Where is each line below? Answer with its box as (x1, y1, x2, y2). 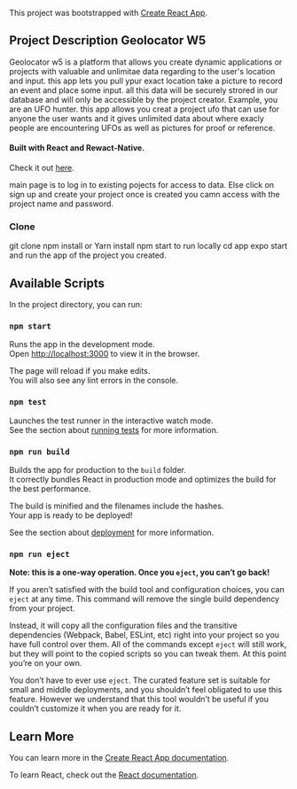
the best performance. (9, 483, 91, 494)
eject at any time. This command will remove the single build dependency (9, 593, 280, 605)
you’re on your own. (9, 658, 82, 669)
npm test (9, 398, 47, 407)
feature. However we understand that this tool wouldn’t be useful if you (9, 694, 269, 705)
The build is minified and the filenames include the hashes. (9, 500, 224, 512)
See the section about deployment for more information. (9, 527, 215, 538)
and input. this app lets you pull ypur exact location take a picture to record (9, 75, 284, 86)
